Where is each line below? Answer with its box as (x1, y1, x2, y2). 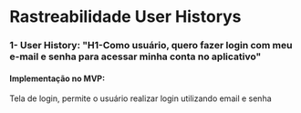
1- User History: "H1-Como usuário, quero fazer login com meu (9, 39, 293, 52)
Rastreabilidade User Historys (9, 6, 242, 27)
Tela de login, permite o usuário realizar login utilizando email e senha (9, 93, 272, 104)
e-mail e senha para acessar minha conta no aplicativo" (9, 50, 262, 63)
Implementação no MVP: (9, 73, 106, 84)
